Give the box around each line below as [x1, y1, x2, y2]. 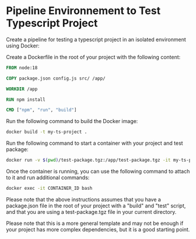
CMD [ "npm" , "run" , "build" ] [6, 107, 77, 113]
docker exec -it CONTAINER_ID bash [6, 186, 93, 192]
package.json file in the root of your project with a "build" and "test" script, [6, 202, 186, 209]
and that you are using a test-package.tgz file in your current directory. [6, 208, 177, 215]
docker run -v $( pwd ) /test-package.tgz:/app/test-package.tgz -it [6, 157, 171, 163]
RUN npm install [6, 97, 45, 103]
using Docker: [6, 42, 40, 49]
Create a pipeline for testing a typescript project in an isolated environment [6, 36, 187, 43]
